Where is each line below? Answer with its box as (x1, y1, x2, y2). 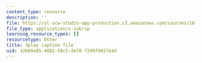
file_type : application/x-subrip (6, 25, 90, 32)
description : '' (6, 14, 47, 20)
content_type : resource (6, 8, 66, 15)
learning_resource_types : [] (6, 31, 79, 37)
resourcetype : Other (6, 37, 58, 43)
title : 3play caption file (6, 43, 74, 49)
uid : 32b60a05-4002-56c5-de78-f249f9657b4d (6, 48, 117, 54)
